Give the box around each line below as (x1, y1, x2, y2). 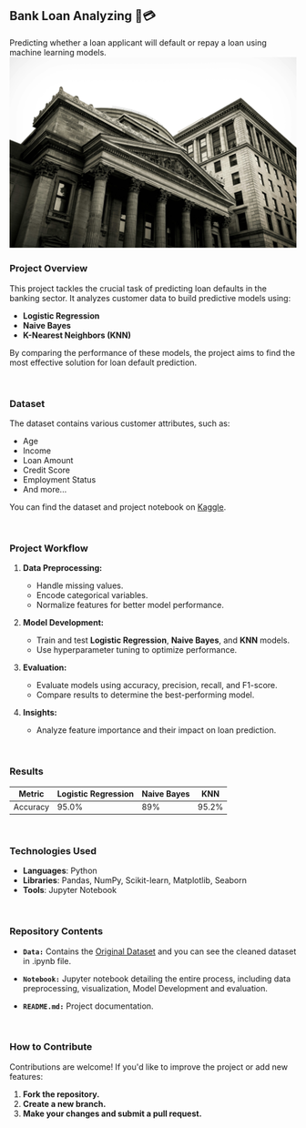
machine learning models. (9, 46, 107, 57)
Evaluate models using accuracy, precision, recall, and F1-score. (36, 680, 278, 691)
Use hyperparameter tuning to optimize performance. (36, 645, 238, 655)
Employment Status (22, 474, 97, 485)
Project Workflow (9, 542, 88, 554)
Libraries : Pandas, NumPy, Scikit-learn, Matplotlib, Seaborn (22, 875, 248, 886)
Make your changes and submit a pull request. (22, 1108, 202, 1119)
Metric (18, 788, 45, 799)
